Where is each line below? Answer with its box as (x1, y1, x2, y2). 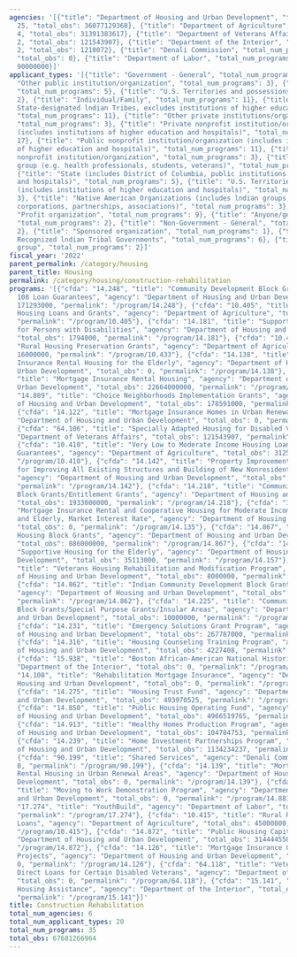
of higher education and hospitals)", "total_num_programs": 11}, (17, 144, 267, 153)
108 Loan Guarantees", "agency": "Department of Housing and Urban (17, 293, 271, 302)
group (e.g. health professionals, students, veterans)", (17, 161, 236, 170)
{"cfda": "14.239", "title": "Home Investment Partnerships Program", (17, 736, 283, 746)
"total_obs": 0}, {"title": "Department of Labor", (17, 54, 212, 63)
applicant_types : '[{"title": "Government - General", (9, 71, 216, 80)
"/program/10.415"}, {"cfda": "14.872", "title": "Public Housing (17, 827, 267, 836)
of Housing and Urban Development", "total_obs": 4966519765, (17, 712, 251, 721)
